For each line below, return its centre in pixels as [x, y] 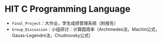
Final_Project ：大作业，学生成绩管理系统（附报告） [65, 23]
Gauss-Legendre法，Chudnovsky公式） [52, 35]
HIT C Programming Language [68, 9]
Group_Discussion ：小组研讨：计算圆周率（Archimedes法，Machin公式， [86, 29]
